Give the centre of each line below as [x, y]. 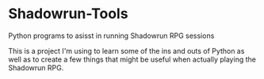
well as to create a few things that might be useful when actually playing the [132, 59]
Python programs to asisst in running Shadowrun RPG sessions [111, 36]
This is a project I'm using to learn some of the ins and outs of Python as [126, 51]
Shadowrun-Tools [68, 14]
